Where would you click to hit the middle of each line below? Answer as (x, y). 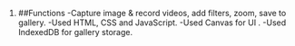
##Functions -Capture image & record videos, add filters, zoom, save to (152, 13)
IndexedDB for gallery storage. (75, 32)
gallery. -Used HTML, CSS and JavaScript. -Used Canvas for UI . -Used (152, 23)
